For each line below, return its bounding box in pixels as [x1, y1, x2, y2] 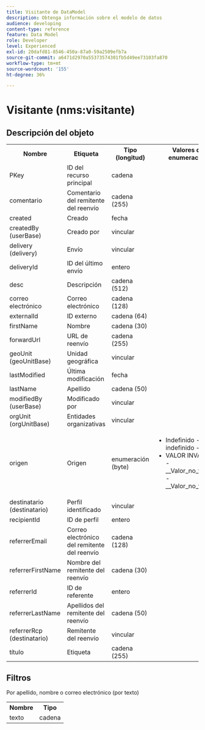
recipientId [9, 516, 40, 524]
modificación [67, 375, 105, 383]
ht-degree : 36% [6, 72, 45, 78]
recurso [67, 171, 90, 179]
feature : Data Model [6, 32, 59, 38]
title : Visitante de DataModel [6, 9, 86, 15]
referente [67, 592, 93, 600]
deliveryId [9, 263, 38, 271]
